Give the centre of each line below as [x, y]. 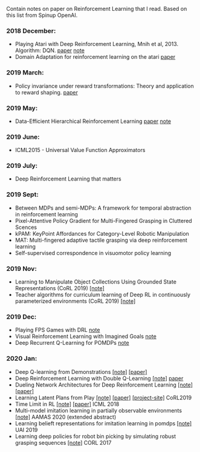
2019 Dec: [21, 317]
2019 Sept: [23, 194]
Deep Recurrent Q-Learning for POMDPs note [72, 343]
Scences [26, 227]
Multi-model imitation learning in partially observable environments [98, 410]
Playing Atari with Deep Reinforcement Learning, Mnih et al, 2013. [97, 44]
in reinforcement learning [47, 214]
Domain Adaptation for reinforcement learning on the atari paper [95, 57]
